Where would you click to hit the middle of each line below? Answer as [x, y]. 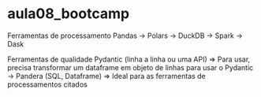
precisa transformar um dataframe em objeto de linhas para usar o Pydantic [130, 67]
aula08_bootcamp [69, 14]
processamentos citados [47, 84]
